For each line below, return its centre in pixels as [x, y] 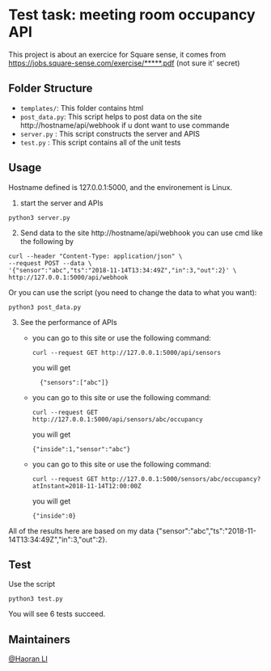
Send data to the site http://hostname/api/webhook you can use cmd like [141, 233]
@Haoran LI [28, 659]
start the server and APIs [61, 203]
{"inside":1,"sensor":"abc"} [81, 449]
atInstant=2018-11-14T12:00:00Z [87, 486]
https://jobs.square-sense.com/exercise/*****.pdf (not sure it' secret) [124, 63]
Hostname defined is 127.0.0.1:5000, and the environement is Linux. [121, 187]
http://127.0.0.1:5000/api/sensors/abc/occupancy [118, 419]
